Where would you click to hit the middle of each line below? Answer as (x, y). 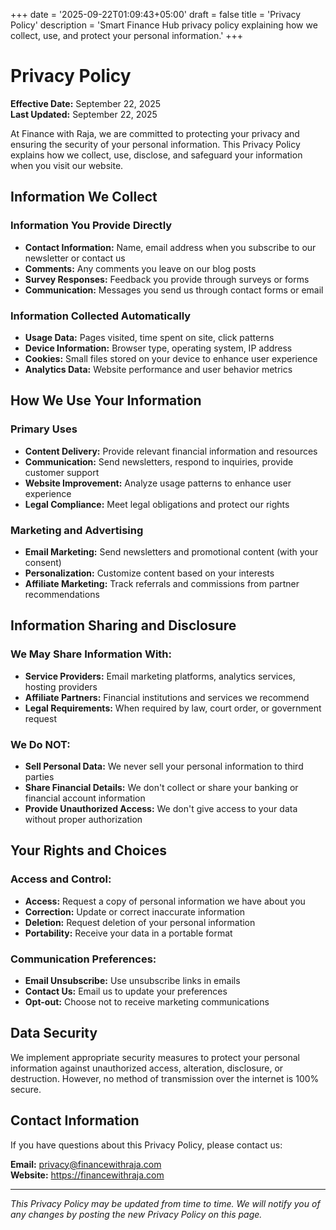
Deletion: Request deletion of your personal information (140, 922)
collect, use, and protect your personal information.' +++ (127, 35)
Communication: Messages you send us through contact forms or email (174, 290)
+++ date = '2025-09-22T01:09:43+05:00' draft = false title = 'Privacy (156, 14)
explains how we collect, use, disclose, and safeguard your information (156, 155)
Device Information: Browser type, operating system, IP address (158, 348)
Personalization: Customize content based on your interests (149, 573)
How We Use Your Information (106, 400)
